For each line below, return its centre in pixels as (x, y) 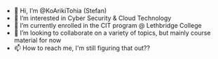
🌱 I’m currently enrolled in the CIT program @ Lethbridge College (108, 25)
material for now (38, 40)
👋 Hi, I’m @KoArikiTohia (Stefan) (60, 11)
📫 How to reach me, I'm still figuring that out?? (82, 48)
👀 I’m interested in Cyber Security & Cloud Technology (93, 18)
